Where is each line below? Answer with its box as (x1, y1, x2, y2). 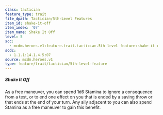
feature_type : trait (5, 12, 47, 17)
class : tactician (5, 7, 40, 12)
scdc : (5, 48, 16, 53)
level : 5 (5, 35, 23, 39)
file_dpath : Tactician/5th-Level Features (5, 16, 92, 21)
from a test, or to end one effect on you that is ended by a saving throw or (5, 94, 153, 100)
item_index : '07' (5, 25, 40, 30)
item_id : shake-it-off (5, 20, 51, 26)
